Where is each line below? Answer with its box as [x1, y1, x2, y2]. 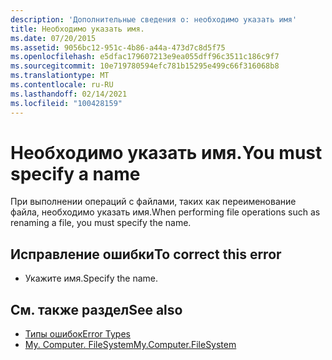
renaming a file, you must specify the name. [10, 217, 192, 229]
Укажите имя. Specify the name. [24, 272, 159, 285]
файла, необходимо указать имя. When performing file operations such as [10, 206, 321, 218]
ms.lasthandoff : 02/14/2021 [10, 89, 128, 99]
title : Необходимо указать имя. [10, 24, 145, 34]
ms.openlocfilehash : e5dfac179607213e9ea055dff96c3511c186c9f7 [10, 52, 280, 62]
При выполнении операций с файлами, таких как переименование [10, 196, 297, 208]
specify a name [10, 162, 141, 185]
